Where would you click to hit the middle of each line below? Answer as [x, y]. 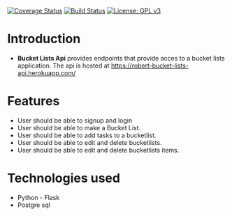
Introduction [44, 39]
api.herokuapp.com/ [46, 72]
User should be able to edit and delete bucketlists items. [98, 150]
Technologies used [64, 178]
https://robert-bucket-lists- [150, 65]
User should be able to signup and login [75, 120]
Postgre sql [34, 205]
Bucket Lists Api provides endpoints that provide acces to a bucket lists [121, 58]
